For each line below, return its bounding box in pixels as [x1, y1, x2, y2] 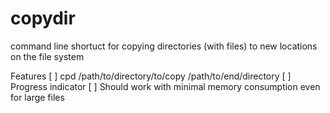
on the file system [10, 50, 85, 62]
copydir [10, 7, 76, 30]
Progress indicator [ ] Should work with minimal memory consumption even [10, 80, 321, 92]
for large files [10, 91, 65, 103]
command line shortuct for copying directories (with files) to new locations [10, 40, 318, 52]
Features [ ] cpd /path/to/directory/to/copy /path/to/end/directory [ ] [10, 70, 292, 82]
